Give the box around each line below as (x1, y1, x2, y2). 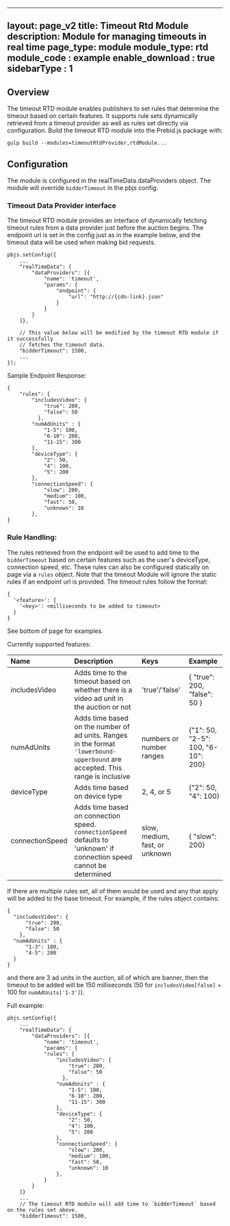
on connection (74, 810, 121, 820)
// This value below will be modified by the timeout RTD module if (19, 330, 219, 337)
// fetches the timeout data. (19, 341, 106, 348)
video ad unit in (74, 693, 124, 703)
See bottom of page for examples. (7, 627, 104, 635)
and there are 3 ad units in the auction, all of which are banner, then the (7, 973, 209, 981)
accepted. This (74, 762, 123, 772)
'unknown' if (74, 843, 114, 853)
